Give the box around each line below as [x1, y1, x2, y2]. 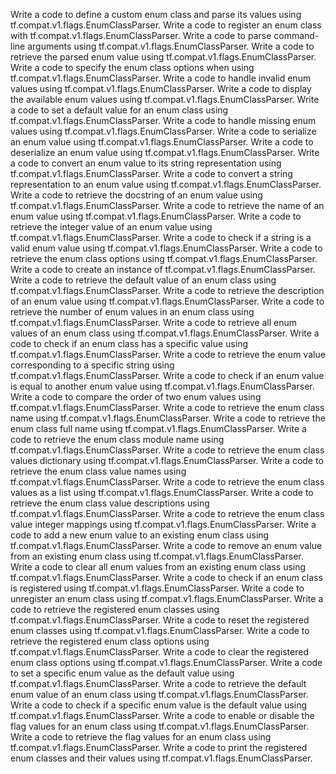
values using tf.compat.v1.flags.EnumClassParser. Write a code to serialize [10, 125, 317, 137]
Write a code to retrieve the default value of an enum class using [10, 274, 277, 286]
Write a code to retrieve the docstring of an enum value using [10, 189, 263, 201]
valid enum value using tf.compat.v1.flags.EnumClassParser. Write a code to [10, 242, 323, 254]
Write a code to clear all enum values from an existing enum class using [10, 561, 307, 573]
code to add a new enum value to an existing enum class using [10, 529, 270, 541]
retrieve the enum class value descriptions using [10, 497, 210, 509]
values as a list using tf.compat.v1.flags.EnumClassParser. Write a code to [10, 487, 314, 498]
